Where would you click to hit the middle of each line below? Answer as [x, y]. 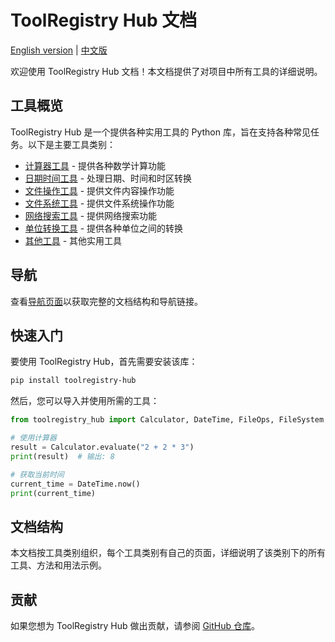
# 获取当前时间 [37, 474]
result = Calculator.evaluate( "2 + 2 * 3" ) [102, 447]
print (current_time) [53, 493]
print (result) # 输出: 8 [62, 456]
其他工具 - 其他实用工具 [73, 240]
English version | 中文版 [59, 50]
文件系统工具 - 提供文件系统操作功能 [99, 203]
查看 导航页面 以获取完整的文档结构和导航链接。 [106, 301]
